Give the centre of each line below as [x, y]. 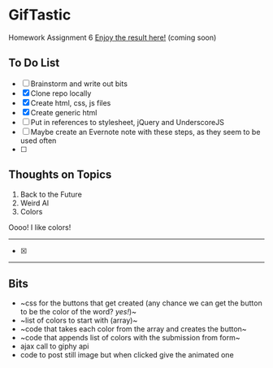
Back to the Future [51, 194]
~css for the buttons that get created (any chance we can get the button [141, 303]
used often [38, 141]
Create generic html [64, 112]
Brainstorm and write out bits [79, 84]
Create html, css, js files [71, 102]
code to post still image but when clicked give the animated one [127, 355]
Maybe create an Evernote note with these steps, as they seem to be [145, 132]
